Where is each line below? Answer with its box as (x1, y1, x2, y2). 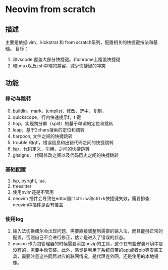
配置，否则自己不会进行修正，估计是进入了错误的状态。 (12, 234, 128, 241)
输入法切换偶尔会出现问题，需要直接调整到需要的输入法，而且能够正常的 (12, 228, 163, 234)
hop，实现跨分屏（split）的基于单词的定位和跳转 (12, 120, 114, 126)
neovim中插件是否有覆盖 (12, 201, 64, 208)
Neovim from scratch (5, 4, 96, 15)
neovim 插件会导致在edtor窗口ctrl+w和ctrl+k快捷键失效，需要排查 (12, 195, 150, 201)
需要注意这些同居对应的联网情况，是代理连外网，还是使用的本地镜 (21, 253, 159, 259)
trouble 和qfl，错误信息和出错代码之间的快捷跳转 (12, 139, 114, 145)
